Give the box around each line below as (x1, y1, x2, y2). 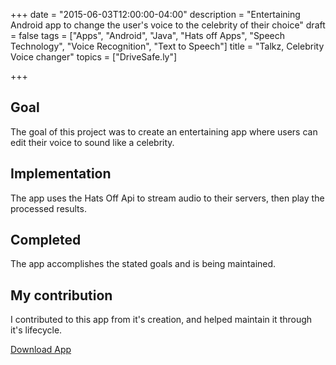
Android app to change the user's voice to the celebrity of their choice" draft (10, 19, 326, 31)
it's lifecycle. (10, 324, 63, 336)
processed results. (10, 202, 87, 214)
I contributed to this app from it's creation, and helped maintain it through (10, 314, 313, 326)
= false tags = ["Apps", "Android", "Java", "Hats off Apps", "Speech (10, 30, 286, 41)
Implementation (10, 165, 112, 183)
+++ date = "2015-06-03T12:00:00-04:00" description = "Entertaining (10, 9, 301, 20)
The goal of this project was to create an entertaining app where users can (10, 125, 318, 138)
